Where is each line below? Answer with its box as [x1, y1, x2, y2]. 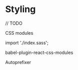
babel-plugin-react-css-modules [5, 49, 73, 55]
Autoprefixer [5, 59, 31, 65]
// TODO [5, 20, 23, 26]
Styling [5, 4, 36, 15]
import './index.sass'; [5, 39, 49, 46]
